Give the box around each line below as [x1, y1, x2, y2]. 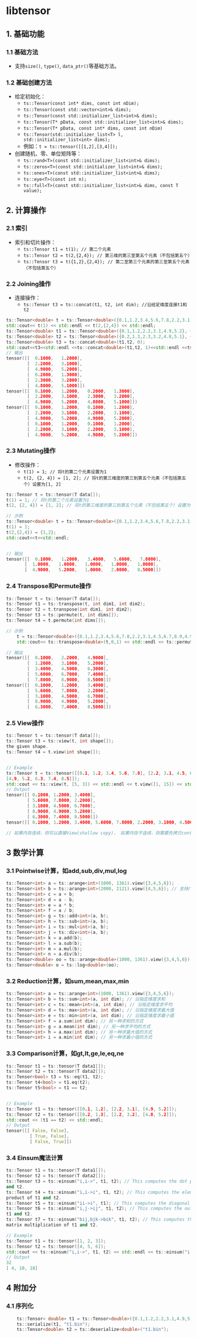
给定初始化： [14, 93, 46, 100]
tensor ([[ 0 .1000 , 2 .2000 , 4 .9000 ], [6, 655, 109, 661]
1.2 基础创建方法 [6, 78, 52, 86]
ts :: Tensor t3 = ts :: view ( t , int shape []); [6, 738, 114, 744]
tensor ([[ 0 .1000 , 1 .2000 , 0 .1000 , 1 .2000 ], [6, 405, 135, 411]
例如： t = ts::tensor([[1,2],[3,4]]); [23, 143, 118, 150]
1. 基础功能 [6, 29, 45, 39]
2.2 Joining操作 [6, 280, 51, 288]
